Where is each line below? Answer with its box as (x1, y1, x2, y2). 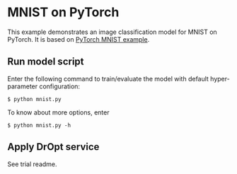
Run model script (7, 56, 84, 68)
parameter (7, 82, 38, 91)
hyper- (209, 74, 230, 83)
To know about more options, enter (7, 108, 110, 117)
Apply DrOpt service (7, 141, 100, 153)
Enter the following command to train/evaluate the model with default (7, 74, 209, 83)
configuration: (38, 82, 80, 91)
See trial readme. (7, 160, 58, 168)
